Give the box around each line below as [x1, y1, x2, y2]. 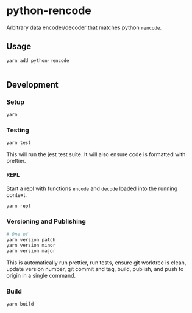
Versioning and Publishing [6, 217, 87, 225]
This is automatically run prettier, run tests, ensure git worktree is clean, [6, 259, 187, 266]
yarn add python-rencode [6, 57, 69, 64]
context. [6, 191, 27, 198]
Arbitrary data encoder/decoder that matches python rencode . [6, 24, 162, 31]
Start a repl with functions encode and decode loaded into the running [6, 185, 178, 192]
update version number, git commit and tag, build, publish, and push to [6, 266, 184, 273]
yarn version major [6, 248, 56, 254]
